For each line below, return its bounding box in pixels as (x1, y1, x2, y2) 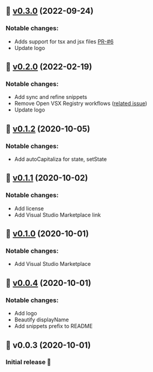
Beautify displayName (14, 316, 70, 323)
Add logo (14, 310, 37, 317)
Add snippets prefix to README (14, 323, 93, 330)
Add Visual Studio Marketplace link (14, 211, 101, 218)
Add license (14, 204, 44, 212)
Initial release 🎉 (5, 358, 52, 367)
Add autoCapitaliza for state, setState (14, 156, 107, 163)
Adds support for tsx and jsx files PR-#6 (14, 37, 114, 45)
